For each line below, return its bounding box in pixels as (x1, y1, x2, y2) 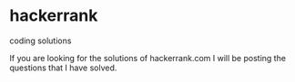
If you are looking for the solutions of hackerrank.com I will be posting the (9, 52, 287, 63)
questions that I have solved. (9, 62, 117, 73)
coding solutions (9, 35, 72, 46)
